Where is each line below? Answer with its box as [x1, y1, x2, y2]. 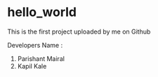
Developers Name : [7, 41, 63, 49]
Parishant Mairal [17, 54, 65, 63]
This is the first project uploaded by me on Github [7, 27, 151, 36]
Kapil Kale [17, 62, 47, 70]
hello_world [7, 4, 77, 20]
